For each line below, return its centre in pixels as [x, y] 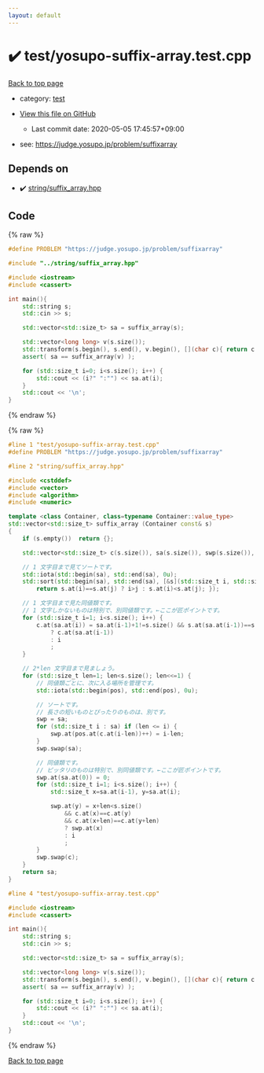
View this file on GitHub [58, 113]
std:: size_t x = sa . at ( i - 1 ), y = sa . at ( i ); [115, 792]
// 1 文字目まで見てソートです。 [69, 567]
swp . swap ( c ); [58, 857]
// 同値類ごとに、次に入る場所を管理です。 [97, 683]
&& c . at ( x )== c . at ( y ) [98, 814]
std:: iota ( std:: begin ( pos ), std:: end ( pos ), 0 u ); [117, 690]
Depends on [38, 169]
